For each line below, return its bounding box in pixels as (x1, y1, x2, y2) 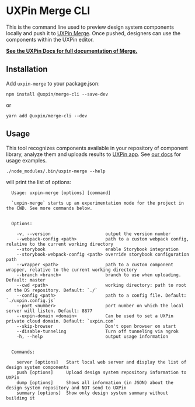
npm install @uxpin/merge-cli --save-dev (6, 91, 109, 97)
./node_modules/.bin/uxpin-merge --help (6, 168, 106, 174)
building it (6, 395, 35, 401)
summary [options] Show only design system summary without (16, 390, 168, 396)
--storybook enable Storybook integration (16, 246, 179, 252)
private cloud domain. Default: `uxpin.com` (6, 318, 116, 324)
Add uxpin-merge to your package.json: (6, 80, 100, 87)
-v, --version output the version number (16, 230, 171, 237)
